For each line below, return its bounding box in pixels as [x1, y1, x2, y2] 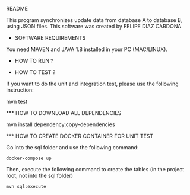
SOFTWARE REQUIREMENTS [14, 34, 86, 41]
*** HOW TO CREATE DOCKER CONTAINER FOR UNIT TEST [6, 133, 154, 139]
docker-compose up [6, 155, 52, 161]
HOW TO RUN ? [14, 57, 53, 64]
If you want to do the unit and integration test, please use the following [6, 80, 179, 87]
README [6, 5, 28, 12]
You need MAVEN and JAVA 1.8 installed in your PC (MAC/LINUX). [6, 46, 168, 53]
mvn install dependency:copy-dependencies [6, 121, 115, 128]
